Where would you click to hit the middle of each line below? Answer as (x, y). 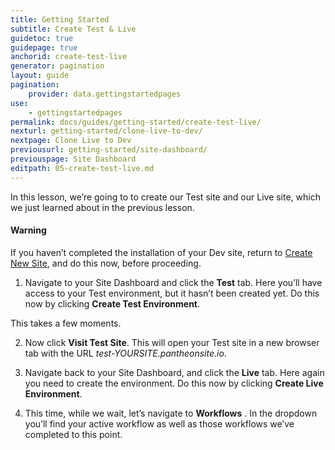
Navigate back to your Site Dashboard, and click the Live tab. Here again (174, 372)
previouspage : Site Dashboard (73, 159)
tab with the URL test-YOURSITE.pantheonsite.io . (125, 353)
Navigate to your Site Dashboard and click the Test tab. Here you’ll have (173, 282)
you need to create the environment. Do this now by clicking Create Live (174, 383)
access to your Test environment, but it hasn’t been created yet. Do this (172, 293)
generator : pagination (57, 66)
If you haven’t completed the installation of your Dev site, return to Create (161, 252)
